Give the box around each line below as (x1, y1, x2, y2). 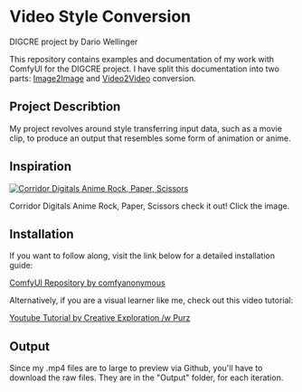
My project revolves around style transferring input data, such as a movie (9, 123, 283, 134)
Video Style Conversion (9, 6, 192, 27)
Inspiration (9, 159, 72, 174)
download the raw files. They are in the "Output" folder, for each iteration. (9, 372, 284, 383)
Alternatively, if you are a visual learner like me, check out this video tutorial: (9, 295, 294, 306)
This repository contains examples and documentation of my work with (9, 53, 274, 64)
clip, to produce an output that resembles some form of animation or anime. (9, 133, 291, 144)
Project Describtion (9, 99, 121, 115)
